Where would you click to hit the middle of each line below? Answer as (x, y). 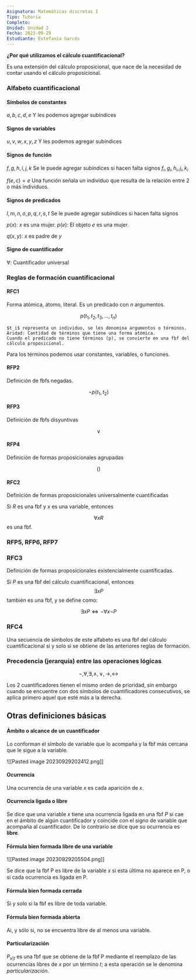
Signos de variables (31, 128)
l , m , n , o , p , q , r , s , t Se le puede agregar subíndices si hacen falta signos (92, 213)
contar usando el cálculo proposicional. (54, 73)
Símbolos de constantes (36, 102)
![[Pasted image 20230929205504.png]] (56, 859)
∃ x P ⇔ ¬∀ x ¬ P (99, 612)
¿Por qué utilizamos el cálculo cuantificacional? (66, 55)
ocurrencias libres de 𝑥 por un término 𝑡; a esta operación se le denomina (95, 964)
